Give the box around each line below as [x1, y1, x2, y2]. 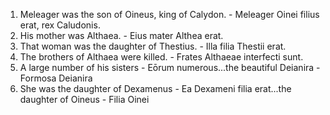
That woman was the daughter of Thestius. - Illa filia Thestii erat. [19, 40, 287, 52]
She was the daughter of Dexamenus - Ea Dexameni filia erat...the [19, 83, 292, 94]
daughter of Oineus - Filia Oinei [19, 94, 150, 105]
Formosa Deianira [19, 72, 93, 84]
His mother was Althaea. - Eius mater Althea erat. [19, 30, 224, 41]
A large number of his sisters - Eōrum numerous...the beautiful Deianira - [19, 62, 321, 73]
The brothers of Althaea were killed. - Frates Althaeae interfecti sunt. [19, 51, 304, 63]
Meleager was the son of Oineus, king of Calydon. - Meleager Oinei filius [19, 9, 320, 20]
